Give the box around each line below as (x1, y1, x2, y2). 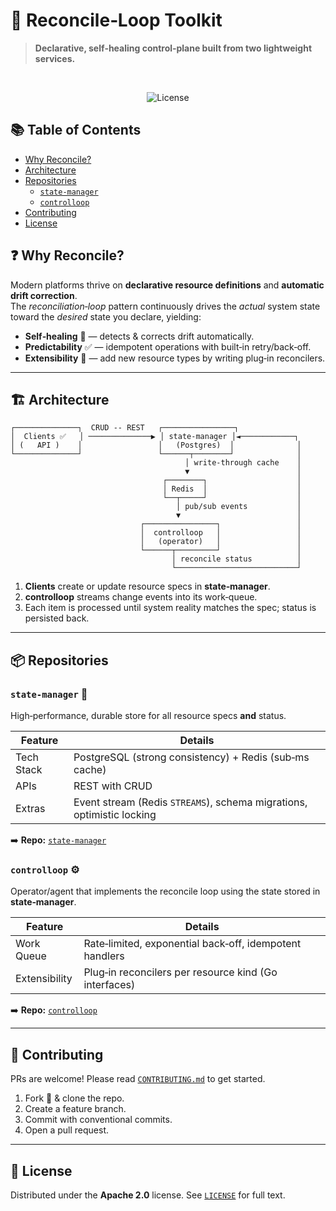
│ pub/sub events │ (175, 502, 302, 512)
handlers (83, 949, 125, 963)
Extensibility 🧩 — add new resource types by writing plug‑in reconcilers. (24, 352, 326, 364)
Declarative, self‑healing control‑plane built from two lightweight (34, 42, 313, 54)
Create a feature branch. (24, 1103, 127, 1115)
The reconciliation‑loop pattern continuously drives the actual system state (10, 300, 321, 312)
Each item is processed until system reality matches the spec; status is (24, 602, 317, 614)
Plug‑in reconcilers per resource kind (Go (83, 965, 278, 979)
